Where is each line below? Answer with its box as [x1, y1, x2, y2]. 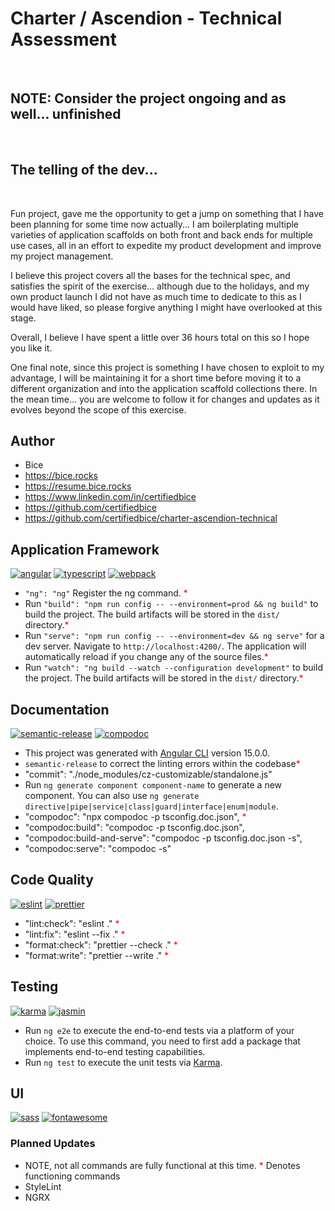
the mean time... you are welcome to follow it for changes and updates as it [10, 393, 320, 405]
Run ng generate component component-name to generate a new [24, 779, 283, 791]
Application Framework [10, 541, 160, 558]
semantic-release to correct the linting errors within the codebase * [24, 758, 301, 769]
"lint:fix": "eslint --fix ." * [24, 928, 126, 940]
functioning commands [24, 1170, 121, 1182]
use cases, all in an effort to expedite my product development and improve [10, 239, 322, 251]
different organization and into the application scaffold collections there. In [10, 382, 318, 394]
